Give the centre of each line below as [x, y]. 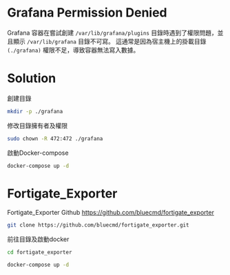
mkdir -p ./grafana [35, 111]
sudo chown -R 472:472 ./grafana [55, 139]
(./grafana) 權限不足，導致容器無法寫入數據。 [73, 50]
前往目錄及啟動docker [38, 239]
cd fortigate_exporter [40, 253]
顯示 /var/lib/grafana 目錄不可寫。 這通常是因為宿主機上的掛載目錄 [109, 41]
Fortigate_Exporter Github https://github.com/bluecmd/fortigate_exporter [111, 213]
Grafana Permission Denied [87, 13]
